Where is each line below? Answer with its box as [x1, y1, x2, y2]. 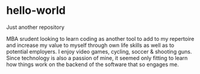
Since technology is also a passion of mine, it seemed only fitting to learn [6, 54, 188, 61]
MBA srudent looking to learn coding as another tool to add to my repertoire [6, 35, 195, 42]
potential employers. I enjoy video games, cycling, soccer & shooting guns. [6, 48, 192, 55]
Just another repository [6, 23, 65, 31]
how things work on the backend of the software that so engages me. [6, 61, 179, 68]
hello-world [6, 4, 66, 17]
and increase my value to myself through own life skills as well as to [6, 42, 175, 49]
